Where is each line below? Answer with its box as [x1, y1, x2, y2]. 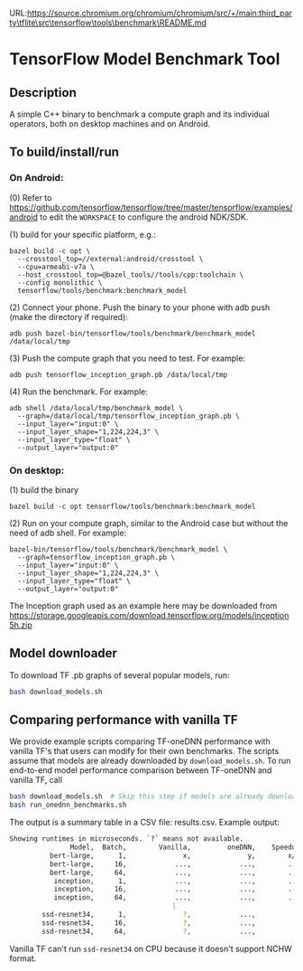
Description [9, 85, 77, 100]
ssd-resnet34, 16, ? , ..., [41, 918, 256, 928]
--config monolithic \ [17, 278, 103, 288]
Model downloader [9, 646, 117, 661]
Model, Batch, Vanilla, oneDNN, [69, 843, 256, 853]
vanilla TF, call [9, 775, 63, 786]
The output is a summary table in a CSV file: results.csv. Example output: [9, 817, 280, 828]
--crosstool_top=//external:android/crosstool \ [17, 254, 204, 263]
